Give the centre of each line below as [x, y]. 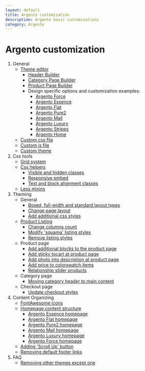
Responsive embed [48, 178]
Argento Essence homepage [58, 314]
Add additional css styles [54, 216]
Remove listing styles [50, 238]
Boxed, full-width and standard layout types [74, 205]
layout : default [22, 10]
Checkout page [37, 287]
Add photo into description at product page [73, 259]
